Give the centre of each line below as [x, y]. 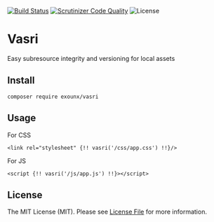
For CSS [19, 135]
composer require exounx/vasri [53, 97]
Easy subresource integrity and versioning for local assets [91, 58]
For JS [17, 160]
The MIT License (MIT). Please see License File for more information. [107, 212]
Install [21, 81]
